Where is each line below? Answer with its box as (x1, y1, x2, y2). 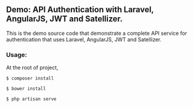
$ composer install (6, 76, 54, 81)
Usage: (6, 50, 28, 58)
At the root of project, (6, 64, 58, 71)
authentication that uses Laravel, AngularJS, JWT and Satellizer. (6, 35, 162, 43)
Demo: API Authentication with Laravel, (6, 5, 154, 15)
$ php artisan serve (6, 96, 57, 102)
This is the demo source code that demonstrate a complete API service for (6, 30, 188, 37)
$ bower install (6, 86, 46, 92)
